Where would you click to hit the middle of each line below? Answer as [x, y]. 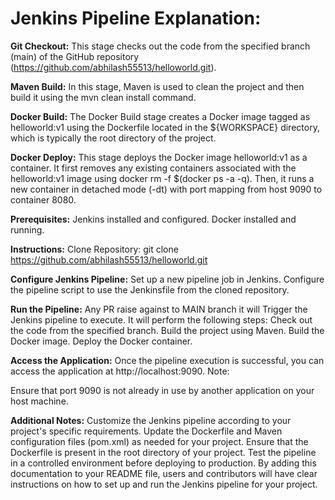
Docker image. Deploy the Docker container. [101, 341]
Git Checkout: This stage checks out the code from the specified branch [160, 46]
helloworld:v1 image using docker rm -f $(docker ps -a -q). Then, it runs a [162, 178]
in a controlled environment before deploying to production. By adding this [163, 463]
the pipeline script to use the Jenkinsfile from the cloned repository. [150, 289]
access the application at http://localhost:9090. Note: [120, 371]
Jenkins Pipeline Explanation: [136, 18]
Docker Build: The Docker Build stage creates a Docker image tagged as [160, 116]
